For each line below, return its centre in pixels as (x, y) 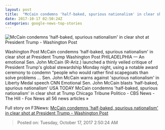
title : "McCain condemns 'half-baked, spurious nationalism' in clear (80, 14)
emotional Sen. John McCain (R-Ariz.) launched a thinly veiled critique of (79, 62)
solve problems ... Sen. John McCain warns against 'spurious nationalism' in (82, 78)
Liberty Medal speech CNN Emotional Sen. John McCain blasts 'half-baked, (82, 83)
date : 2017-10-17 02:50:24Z (34, 19)
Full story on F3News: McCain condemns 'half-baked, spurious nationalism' (82, 108)
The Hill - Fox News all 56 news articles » (47, 99)
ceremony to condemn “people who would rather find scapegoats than (77, 73)
